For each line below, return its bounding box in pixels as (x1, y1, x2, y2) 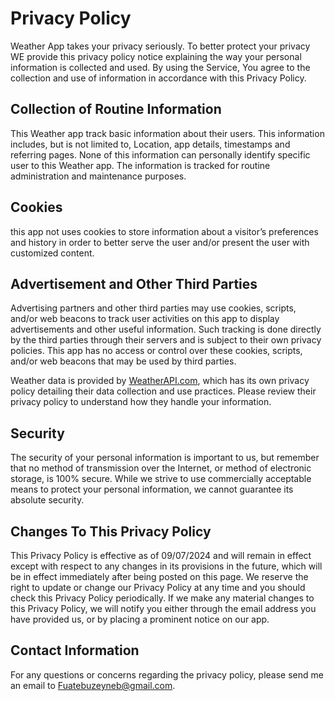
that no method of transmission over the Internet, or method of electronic (10, 462, 312, 474)
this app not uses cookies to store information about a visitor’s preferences (10, 225, 319, 237)
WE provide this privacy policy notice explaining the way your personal (10, 50, 302, 62)
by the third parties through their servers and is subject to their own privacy (10, 334, 322, 346)
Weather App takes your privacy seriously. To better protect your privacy (10, 40, 311, 52)
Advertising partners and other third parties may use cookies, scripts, (10, 302, 297, 314)
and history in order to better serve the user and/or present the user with (10, 236, 310, 248)
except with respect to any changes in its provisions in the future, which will (10, 560, 323, 572)
